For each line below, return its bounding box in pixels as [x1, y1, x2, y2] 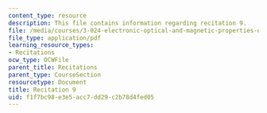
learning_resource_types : [8, 41, 94, 49]
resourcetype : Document [8, 78, 87, 86]
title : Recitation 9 [8, 85, 77, 94]
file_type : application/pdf [8, 33, 102, 42]
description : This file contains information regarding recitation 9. [8, 19, 247, 27]
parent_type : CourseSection [8, 71, 102, 79]
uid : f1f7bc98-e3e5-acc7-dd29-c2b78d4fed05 [8, 93, 155, 101]
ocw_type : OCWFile [8, 56, 69, 64]
